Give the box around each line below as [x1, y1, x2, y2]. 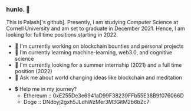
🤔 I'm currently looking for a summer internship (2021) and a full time [14, 61, 182, 68]
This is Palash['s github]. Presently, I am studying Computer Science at [6, 19, 179, 26]
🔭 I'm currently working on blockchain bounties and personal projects [14, 43, 184, 50]
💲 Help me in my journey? [14, 86, 77, 93]
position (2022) [14, 68, 52, 75]
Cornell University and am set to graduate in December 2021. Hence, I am [6, 25, 185, 32]
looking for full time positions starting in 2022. [6, 31, 118, 38]
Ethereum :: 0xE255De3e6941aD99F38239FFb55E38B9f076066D [23, 92, 185, 99]
